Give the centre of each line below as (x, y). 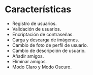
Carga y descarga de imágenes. (45, 40)
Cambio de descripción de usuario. (49, 51)
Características (38, 9)
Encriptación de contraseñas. (43, 34)
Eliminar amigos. (29, 61)
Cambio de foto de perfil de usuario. (50, 45)
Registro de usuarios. (34, 23)
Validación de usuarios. (37, 29)
